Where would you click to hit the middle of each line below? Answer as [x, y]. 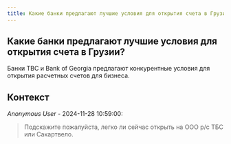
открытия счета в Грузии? [66, 52]
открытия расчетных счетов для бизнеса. [68, 75]
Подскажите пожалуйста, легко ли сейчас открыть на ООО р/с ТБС [124, 127]
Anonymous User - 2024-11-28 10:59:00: [65, 114]
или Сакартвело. [48, 134]
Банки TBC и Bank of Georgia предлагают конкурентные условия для [109, 69]
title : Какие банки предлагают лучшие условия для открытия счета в [107, 13]
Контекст [28, 97]
